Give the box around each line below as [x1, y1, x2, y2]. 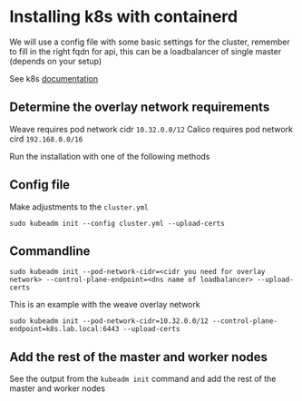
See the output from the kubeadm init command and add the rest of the [9, 374, 277, 385]
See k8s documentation [9, 73, 99, 83]
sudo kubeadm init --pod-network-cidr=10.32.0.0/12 [9, 317, 209, 326]
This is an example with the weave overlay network [9, 299, 201, 310]
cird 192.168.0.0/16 [9, 133, 83, 144]
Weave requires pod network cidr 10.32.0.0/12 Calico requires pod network [9, 123, 293, 134]
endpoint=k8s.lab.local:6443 [9, 325, 120, 334]
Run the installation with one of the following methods [9, 151, 210, 161]
